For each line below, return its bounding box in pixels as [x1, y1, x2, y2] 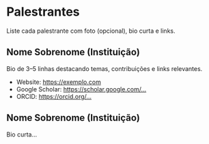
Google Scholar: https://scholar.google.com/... [16, 85, 147, 93]
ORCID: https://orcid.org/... [16, 92, 92, 100]
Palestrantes [6, 4, 80, 20]
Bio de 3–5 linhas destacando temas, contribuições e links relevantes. [6, 64, 203, 72]
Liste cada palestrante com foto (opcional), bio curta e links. [6, 27, 176, 35]
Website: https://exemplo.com [16, 78, 102, 86]
